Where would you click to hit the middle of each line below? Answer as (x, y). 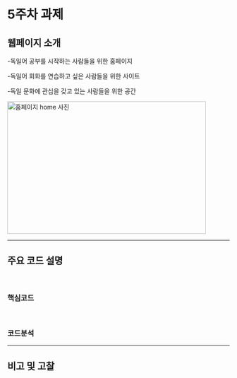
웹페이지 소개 (34, 43)
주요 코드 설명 (35, 261)
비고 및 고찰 (31, 366)
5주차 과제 (36, 14)
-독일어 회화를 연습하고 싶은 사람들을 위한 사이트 (74, 76)
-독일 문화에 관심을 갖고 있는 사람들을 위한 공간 (72, 91)
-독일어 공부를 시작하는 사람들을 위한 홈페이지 (70, 61)
